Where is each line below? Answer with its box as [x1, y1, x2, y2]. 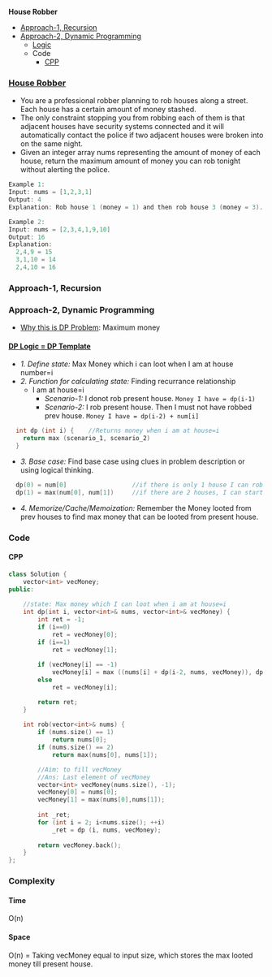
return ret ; [37, 698, 79, 706]
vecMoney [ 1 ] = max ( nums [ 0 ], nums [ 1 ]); [37, 796, 165, 804]
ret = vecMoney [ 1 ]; [51, 646, 118, 654]
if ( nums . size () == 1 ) [37, 728, 114, 737]
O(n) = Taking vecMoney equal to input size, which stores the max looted [8, 950, 253, 960]
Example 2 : [8, 218, 45, 226]
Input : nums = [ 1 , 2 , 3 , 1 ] [8, 188, 93, 197]
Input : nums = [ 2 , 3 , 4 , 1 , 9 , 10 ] [8, 225, 111, 234]
